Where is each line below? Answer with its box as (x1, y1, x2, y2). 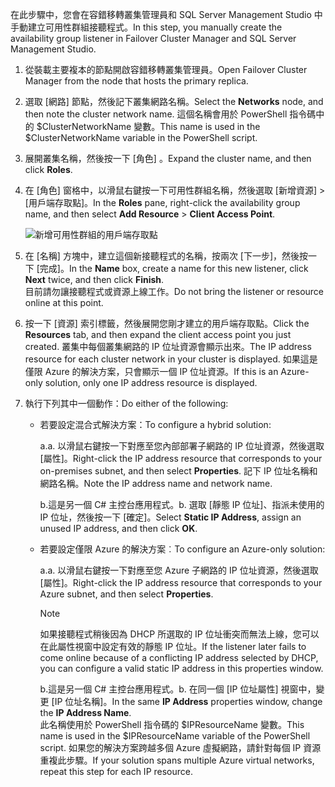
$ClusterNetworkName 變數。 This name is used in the (36, 121, 261, 132)
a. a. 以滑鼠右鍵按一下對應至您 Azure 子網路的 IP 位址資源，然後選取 (39, 564, 319, 576)
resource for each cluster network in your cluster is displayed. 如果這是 (24, 353, 318, 365)
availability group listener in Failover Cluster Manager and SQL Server (10, 33, 297, 44)
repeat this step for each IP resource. (39, 766, 194, 777)
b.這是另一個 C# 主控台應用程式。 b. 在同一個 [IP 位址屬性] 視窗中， (39, 683, 317, 695)
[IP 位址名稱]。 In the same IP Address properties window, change (51, 696, 323, 707)
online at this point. (24, 297, 104, 308)
